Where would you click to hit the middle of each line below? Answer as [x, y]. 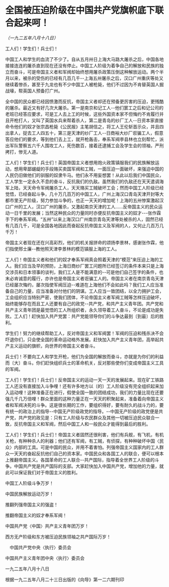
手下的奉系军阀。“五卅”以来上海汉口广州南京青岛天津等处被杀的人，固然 [80, 219]
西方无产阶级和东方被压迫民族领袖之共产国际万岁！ [58, 537]
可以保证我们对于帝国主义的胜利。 [45, 472]
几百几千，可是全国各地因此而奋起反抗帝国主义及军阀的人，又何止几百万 [84, 225]
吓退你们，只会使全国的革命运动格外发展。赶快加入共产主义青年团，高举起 [82, 339]
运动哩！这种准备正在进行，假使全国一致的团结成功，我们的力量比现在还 [84, 392]
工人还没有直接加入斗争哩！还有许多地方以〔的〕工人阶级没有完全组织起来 [82, 386]
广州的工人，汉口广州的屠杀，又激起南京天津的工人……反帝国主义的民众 [84, 207]
